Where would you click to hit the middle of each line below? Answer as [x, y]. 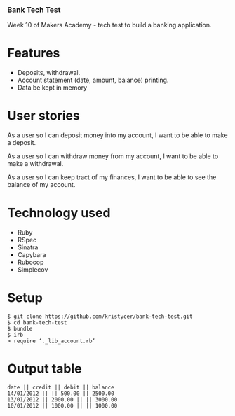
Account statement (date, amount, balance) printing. [93, 80]
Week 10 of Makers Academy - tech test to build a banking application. [109, 25]
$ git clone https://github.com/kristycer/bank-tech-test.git [100, 317]
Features [34, 53]
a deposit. [22, 143]
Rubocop [31, 262]
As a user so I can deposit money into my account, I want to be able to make [117, 135]
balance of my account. [41, 185]
